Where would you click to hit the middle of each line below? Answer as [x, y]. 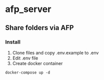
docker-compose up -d [28, 72]
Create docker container [37, 63]
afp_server [28, 9]
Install [13, 42]
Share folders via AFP [39, 28]
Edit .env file [25, 58]
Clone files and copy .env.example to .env [55, 52]
